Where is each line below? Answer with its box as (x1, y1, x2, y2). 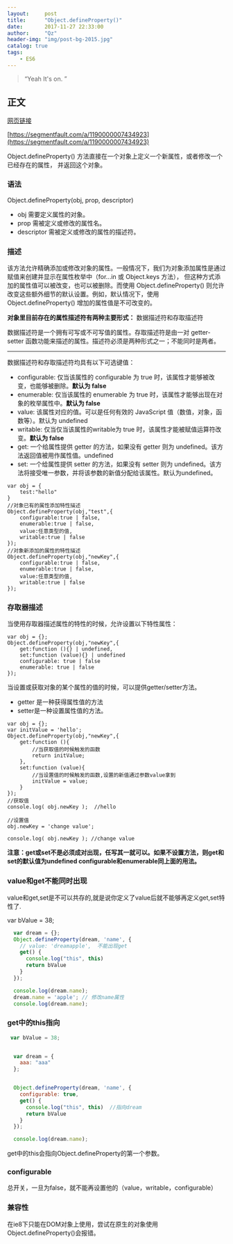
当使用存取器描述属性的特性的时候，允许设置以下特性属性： (7, 620, 178, 628)
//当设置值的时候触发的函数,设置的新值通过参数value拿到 (32, 772, 176, 779)
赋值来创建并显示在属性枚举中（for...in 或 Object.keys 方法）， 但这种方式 (7, 273, 215, 281)
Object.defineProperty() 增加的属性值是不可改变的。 (7, 298, 156, 307)
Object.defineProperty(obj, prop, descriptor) (7, 196, 134, 204)
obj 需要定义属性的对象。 (17, 210, 89, 218)
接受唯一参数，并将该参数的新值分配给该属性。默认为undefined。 (29, 469, 217, 477)
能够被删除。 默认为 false (35, 382, 107, 390)
